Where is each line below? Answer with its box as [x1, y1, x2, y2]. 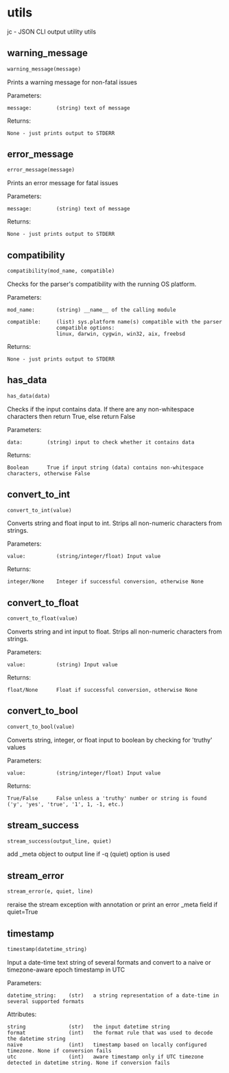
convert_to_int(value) [7, 507, 72, 514]
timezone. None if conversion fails [7, 1047, 112, 1054]
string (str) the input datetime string [7, 1023, 170, 1030]
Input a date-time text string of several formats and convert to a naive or [7, 958, 211, 966]
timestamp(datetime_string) [7, 945, 88, 952]
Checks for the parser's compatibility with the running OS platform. [7, 280, 197, 288]
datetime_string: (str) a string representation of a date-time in [7, 992, 219, 999]
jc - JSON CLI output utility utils [7, 27, 97, 36]
